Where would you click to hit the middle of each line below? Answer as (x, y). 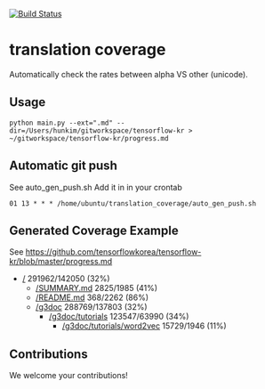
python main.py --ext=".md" (61, 123)
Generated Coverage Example (94, 230)
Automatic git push (63, 166)
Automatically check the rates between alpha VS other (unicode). (129, 74)
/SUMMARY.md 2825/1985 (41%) (96, 288)
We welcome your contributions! (69, 376)
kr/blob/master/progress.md (61, 262)
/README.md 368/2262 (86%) (92, 297)
